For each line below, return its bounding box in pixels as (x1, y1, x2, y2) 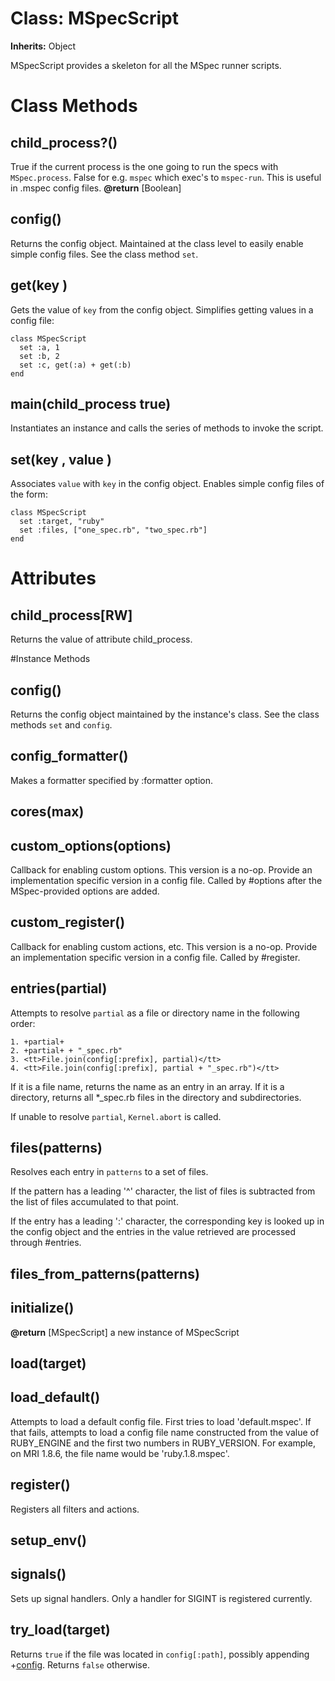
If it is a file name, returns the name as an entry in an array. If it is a (10, 1080, 285, 1092)
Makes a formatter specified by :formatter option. (10, 774, 214, 786)
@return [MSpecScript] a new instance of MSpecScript (10, 1326, 240, 1338)
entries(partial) (10, 980, 108, 997)
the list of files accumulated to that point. (10, 1196, 179, 1208)
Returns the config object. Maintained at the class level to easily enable (10, 237, 304, 249)
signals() (10, 1566, 67, 1583)
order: (10, 1017, 36, 1029)
